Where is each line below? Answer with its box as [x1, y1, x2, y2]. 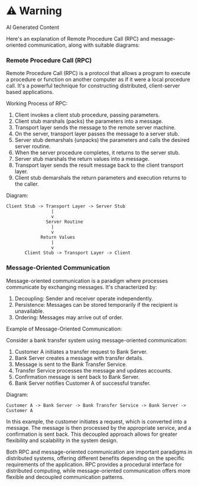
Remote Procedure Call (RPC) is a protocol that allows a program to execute [6, 70, 191, 77]
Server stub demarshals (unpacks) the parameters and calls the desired [14, 137, 190, 144]
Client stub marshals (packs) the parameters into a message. [14, 118, 164, 125]
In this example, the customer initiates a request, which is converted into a [6, 418, 187, 425]
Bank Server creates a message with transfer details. [14, 354, 144, 361]
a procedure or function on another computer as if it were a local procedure [6, 76, 190, 83]
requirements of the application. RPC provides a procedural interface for [6, 461, 182, 468]
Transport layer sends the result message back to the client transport [14, 161, 184, 169]
